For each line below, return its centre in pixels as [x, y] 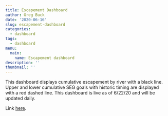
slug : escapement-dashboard [35, 24]
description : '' [23, 63]
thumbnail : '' [21, 67]
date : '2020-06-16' [26, 20]
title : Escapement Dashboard [36, 10]
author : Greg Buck [25, 15]
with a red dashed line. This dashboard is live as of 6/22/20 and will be [80, 93]
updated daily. [20, 99]
